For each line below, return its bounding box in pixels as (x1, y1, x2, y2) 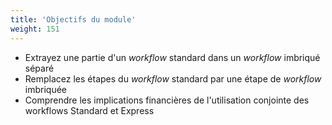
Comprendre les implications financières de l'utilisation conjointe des (24, 94, 310, 106)
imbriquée (24, 83, 67, 95)
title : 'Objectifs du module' (10, 14, 137, 25)
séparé (24, 62, 55, 74)
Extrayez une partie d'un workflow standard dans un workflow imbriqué (24, 51, 321, 63)
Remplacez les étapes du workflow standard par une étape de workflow (24, 72, 322, 85)
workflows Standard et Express (24, 104, 155, 116)
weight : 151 (10, 24, 60, 34)
